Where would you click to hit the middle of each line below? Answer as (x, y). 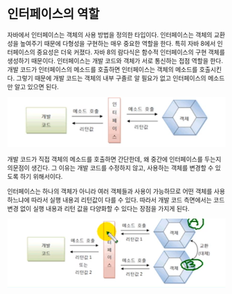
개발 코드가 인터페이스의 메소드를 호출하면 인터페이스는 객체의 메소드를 (102, 69)
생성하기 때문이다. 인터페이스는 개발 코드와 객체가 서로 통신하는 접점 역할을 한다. (115, 60)
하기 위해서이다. (41, 176)
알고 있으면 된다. (36, 87)
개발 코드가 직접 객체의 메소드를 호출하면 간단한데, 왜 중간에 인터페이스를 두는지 (114, 159)
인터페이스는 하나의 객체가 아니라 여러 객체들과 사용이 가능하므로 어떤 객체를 (110, 191)
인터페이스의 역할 (53, 14)
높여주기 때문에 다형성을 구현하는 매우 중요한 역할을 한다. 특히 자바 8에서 (118, 43)
